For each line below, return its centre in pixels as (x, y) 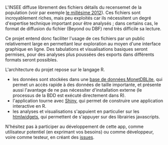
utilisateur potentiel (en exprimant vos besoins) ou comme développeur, (80, 132)
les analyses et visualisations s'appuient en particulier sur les (76, 111)
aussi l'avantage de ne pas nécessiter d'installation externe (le (77, 90)
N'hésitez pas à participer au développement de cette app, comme (74, 126)
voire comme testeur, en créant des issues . (50, 137)
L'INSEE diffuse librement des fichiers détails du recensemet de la (73, 7)
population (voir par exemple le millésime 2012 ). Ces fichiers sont (73, 13)
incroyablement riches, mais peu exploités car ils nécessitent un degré (78, 18)
